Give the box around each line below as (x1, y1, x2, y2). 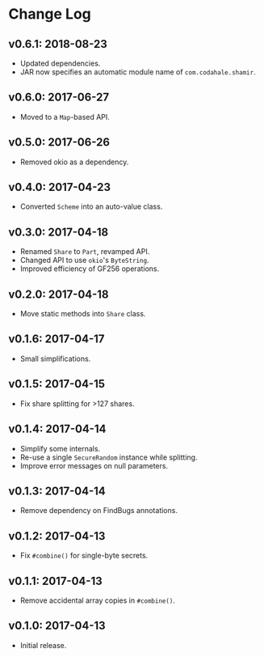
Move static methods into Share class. (19, 309, 146, 319)
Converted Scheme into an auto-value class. (19, 201, 163, 211)
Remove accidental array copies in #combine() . (19, 596, 176, 605)
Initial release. (19, 640, 67, 650)
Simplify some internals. (19, 443, 101, 453)
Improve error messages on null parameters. (19, 460, 168, 470)
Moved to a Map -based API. (19, 112, 111, 121)
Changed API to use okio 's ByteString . (19, 256, 149, 265)
